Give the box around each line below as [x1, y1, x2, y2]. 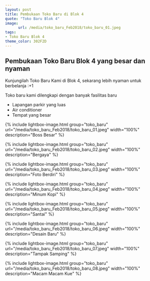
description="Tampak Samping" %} [5, 251, 77, 257]
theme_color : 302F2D [5, 39, 47, 44]
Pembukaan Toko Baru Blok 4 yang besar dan [5, 57, 146, 65]
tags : [5, 30, 16, 35]
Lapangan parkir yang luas [12, 101, 66, 107]
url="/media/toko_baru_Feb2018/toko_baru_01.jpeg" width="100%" [5, 126, 140, 132]
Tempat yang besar [12, 112, 51, 118]
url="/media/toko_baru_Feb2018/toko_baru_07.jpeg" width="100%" [5, 245, 140, 251]
